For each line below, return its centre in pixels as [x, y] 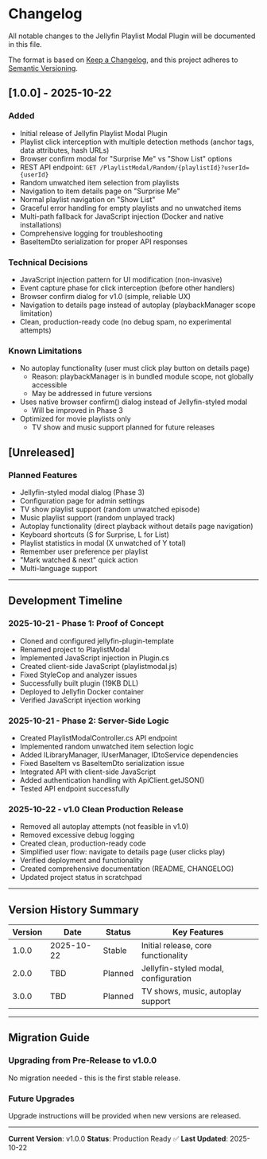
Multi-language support [58, 568]
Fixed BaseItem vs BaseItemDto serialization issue [102, 763]
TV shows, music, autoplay [192, 991]
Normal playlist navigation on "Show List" [87, 199]
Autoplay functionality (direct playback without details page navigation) [136, 526]
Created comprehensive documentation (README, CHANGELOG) [127, 869]
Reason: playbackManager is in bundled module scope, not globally [143, 377]
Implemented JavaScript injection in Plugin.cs [94, 658]
